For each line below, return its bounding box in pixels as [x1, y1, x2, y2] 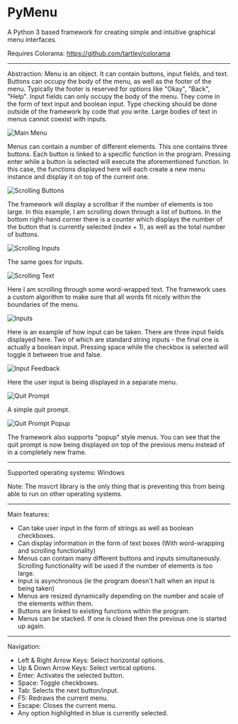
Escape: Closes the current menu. [17, 701, 117, 710]
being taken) [17, 583, 55, 593]
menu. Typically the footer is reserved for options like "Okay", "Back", [7, 84, 210, 93]
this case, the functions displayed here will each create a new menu [7, 165, 205, 173]
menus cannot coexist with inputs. [7, 114, 108, 123]
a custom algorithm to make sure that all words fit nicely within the [7, 292, 201, 301]
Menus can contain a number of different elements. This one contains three [7, 142, 228, 150]
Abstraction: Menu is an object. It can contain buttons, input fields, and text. [7, 69, 229, 78]
